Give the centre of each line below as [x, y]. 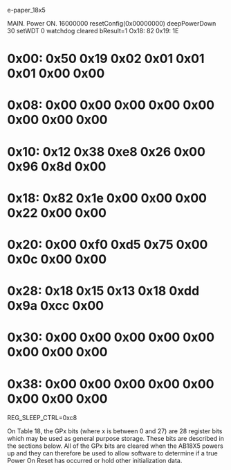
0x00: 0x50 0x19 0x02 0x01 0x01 [106, 59]
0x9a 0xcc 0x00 [56, 306]
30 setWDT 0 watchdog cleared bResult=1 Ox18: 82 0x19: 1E [93, 31]
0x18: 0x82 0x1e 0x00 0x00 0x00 [107, 198]
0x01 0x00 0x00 [56, 74]
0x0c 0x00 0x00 [57, 259]
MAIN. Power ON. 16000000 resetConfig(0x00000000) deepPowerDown [112, 23]
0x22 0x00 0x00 [57, 212]
